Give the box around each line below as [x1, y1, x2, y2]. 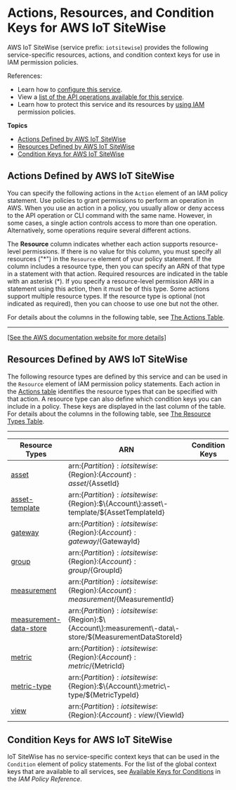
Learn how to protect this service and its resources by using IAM [17, 100, 205, 108]
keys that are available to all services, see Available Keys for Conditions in [7, 768, 221, 776]
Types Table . [7, 416, 45, 426]
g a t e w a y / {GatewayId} [67, 536, 140, 546]
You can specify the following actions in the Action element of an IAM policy [7, 188, 228, 197]
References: [7, 72, 42, 80]
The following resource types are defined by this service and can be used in [7, 372, 228, 381]
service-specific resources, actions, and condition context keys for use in [7, 51, 221, 59]
